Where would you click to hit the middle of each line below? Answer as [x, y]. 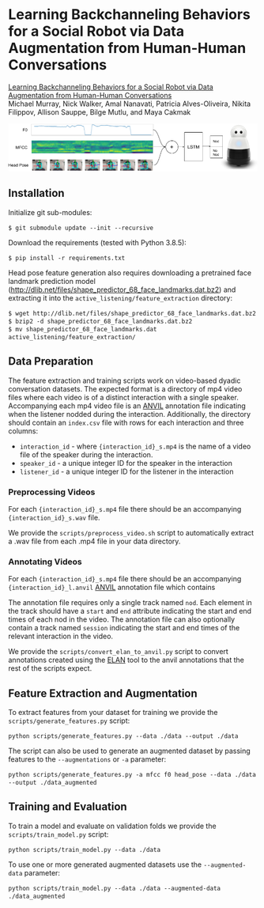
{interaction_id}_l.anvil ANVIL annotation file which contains [112, 588]
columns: [23, 431]
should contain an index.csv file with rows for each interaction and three [126, 422]
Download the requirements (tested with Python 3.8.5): [98, 242]
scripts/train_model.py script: [58, 834]
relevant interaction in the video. [60, 636]
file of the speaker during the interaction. [86, 454]
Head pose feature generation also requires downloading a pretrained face [130, 272]
